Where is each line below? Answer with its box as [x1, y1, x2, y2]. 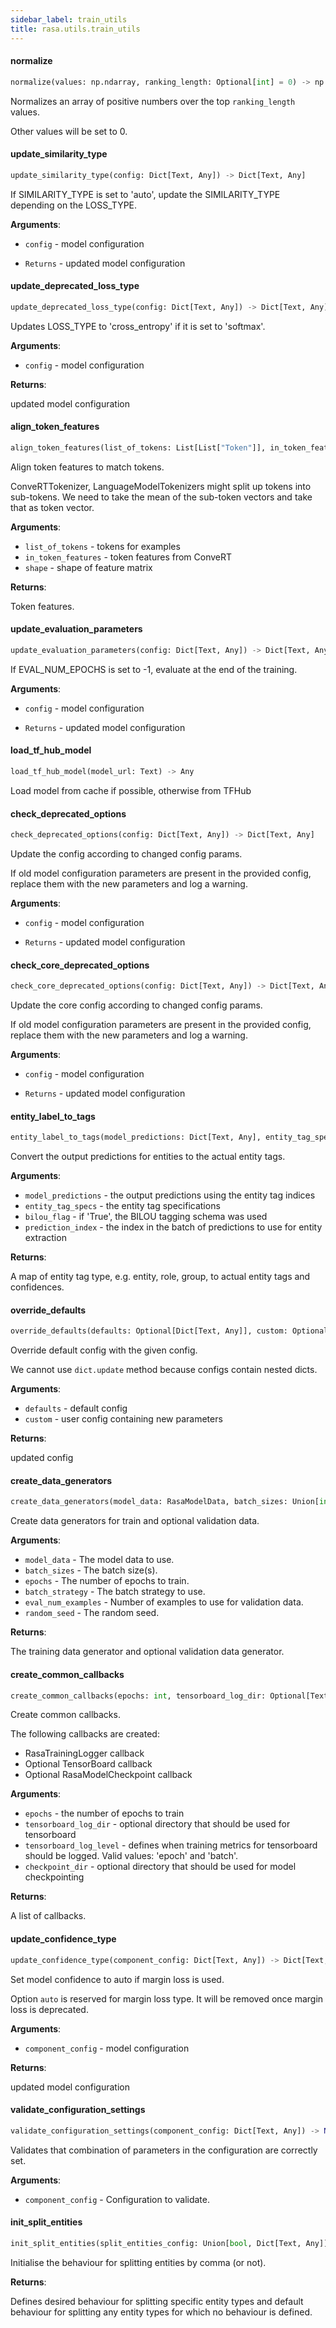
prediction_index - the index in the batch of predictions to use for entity [24, 1221, 323, 1233]
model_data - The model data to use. [24, 1554, 175, 1566]
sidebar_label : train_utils [10, 14, 128, 25]
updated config [10, 1452, 74, 1464]
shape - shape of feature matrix [24, 561, 153, 573]
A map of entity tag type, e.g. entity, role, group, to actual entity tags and [10, 1271, 311, 1283]
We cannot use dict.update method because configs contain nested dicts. [10, 1364, 318, 1376]
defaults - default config [24, 1402, 128, 1415]
